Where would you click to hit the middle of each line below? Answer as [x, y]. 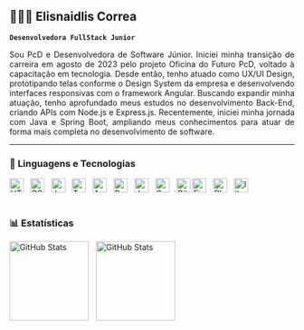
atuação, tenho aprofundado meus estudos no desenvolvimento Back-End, [152, 102]
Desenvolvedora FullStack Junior [72, 37]
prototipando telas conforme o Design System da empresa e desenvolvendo [152, 83]
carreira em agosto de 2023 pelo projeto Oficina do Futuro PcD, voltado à [152, 63]
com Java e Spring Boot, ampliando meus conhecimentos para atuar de [152, 121]
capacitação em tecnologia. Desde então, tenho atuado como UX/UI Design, [152, 73]
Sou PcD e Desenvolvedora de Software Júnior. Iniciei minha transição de [152, 54]
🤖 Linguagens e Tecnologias [72, 163]
